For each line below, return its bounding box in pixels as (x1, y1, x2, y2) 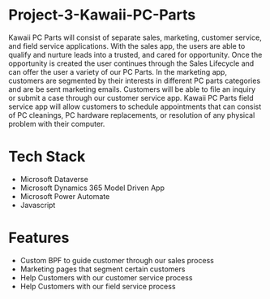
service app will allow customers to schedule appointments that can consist (8, 102, 262, 111)
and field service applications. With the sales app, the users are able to (8, 41, 246, 50)
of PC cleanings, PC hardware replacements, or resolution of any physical (8, 110, 255, 119)
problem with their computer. (8, 119, 105, 128)
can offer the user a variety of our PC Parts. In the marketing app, (8, 67, 227, 76)
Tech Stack (8, 148, 86, 166)
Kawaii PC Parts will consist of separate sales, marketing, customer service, (8, 32, 262, 42)
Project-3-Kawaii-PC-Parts (8, 6, 196, 24)
